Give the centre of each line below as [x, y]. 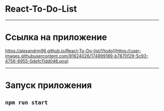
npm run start [26, 102]
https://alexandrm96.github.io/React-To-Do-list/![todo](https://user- [73, 51]
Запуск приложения [48, 85]
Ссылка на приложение [56, 37]
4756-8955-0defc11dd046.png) [37, 61]
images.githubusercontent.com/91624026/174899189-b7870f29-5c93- [77, 56]
